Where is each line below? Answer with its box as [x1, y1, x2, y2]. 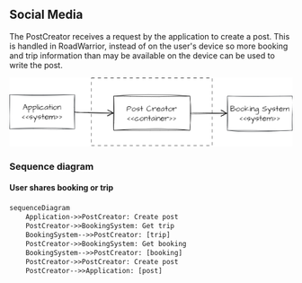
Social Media [9, 7, 84, 22]
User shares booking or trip [9, 182, 114, 193]
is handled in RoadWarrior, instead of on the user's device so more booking [9, 40, 289, 51]
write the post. [9, 59, 63, 70]
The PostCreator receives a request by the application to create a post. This [9, 31, 290, 41]
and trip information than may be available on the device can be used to [9, 49, 276, 61]
